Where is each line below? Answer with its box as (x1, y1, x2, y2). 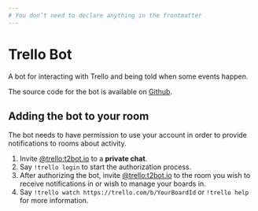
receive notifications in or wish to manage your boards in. (19, 179, 206, 189)
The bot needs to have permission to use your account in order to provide (8, 131, 248, 140)
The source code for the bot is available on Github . (8, 87, 173, 96)
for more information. (19, 196, 89, 205)
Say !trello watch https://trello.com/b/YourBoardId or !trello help (19, 187, 249, 197)
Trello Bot (8, 45, 72, 63)
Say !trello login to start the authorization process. (19, 162, 192, 172)
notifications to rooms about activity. (8, 139, 127, 148)
